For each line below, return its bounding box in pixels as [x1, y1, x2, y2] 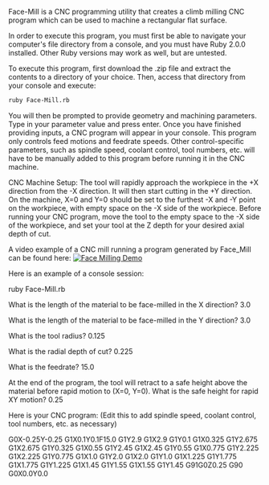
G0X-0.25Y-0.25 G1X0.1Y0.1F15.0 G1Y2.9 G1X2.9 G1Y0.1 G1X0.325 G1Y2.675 [8, 434, 259, 444]
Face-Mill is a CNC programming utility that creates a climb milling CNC [8, 7, 245, 16]
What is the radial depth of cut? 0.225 [8, 346, 133, 356]
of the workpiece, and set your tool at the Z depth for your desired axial [8, 220, 245, 230]
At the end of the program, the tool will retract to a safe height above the [8, 377, 247, 387]
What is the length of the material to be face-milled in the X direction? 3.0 [8, 299, 251, 309]
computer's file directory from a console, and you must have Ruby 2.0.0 [8, 39, 247, 49]
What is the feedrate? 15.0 [8, 362, 95, 372]
